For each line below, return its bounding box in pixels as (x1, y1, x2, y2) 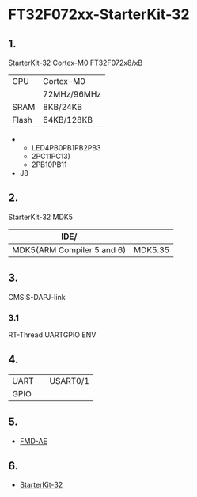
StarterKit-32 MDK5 (8, 212, 74, 222)
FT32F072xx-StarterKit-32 (8, 6, 190, 24)
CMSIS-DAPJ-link (8, 292, 66, 302)
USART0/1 (49, 375, 89, 386)
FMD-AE (19, 436, 47, 446)
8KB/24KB (43, 101, 83, 112)
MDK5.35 (133, 244, 170, 255)
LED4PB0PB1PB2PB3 (31, 143, 101, 152)
